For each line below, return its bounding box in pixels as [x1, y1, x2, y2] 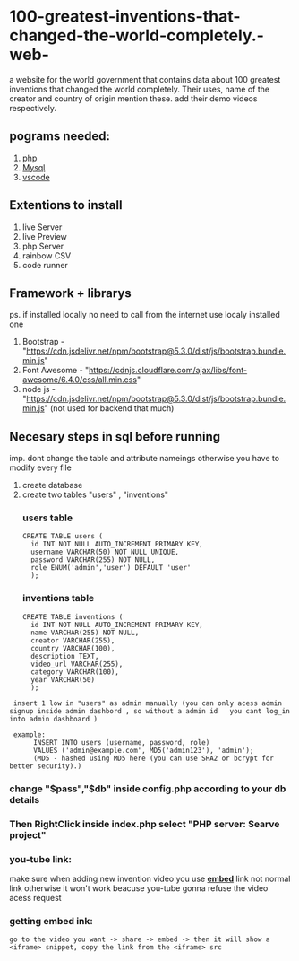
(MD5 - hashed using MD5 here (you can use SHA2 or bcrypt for [32, 754, 275, 763]
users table [21, 511, 73, 524]
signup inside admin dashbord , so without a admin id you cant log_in [9, 706, 291, 715]
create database [21, 480, 83, 491]
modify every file [9, 462, 72, 473]
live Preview [21, 231, 67, 241]
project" [9, 828, 47, 841]
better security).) [9, 761, 82, 771]
